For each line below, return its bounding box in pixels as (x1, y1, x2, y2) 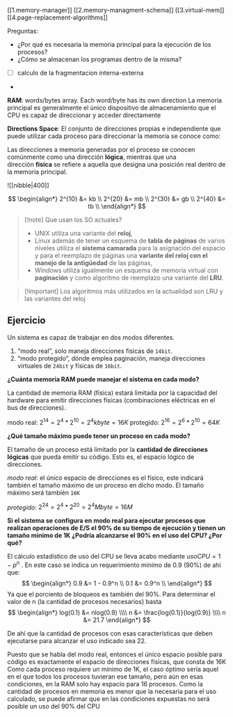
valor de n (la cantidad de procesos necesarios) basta (7, 597, 162, 605)
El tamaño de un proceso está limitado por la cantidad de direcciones (7, 445, 209, 453)
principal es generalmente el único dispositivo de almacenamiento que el (7, 104, 216, 112)
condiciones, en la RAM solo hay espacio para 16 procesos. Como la (7, 679, 203, 688)
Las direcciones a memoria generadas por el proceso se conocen (7, 146, 195, 154)
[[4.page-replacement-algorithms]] (7, 13, 108, 22)
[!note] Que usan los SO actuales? (24, 216, 122, 224)
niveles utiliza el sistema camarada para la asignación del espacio (34, 244, 226, 252)
